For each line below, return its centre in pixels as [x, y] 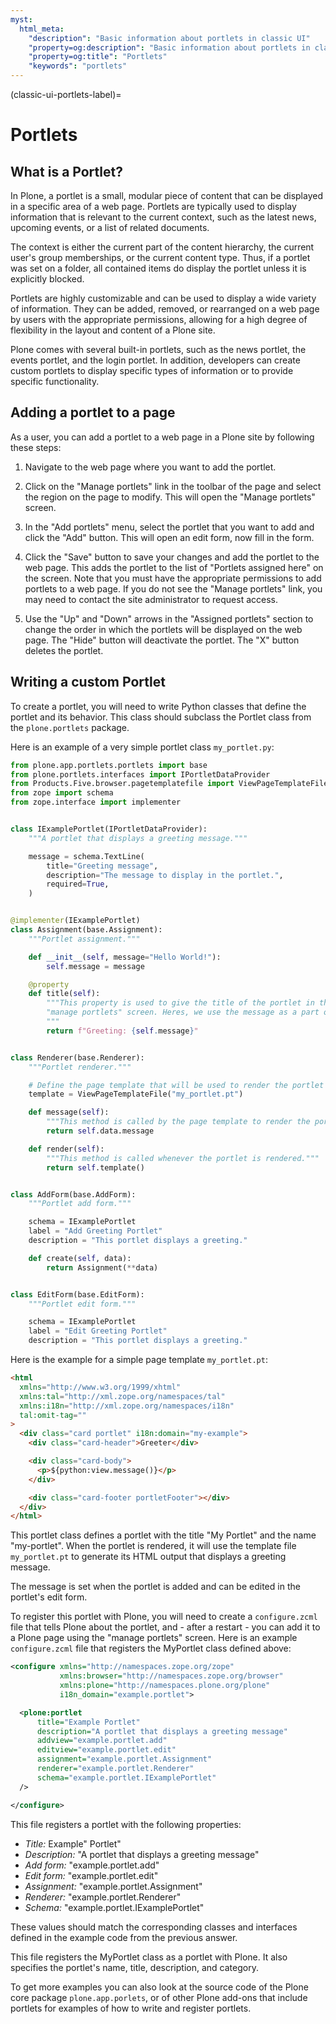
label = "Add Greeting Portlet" [95, 1231]
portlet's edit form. [49, 1597]
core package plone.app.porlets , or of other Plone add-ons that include [159, 1997]
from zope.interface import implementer [96, 802]
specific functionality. [55, 381]
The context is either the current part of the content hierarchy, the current [162, 247]
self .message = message [95, 966]
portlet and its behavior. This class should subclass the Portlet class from [161, 717]
